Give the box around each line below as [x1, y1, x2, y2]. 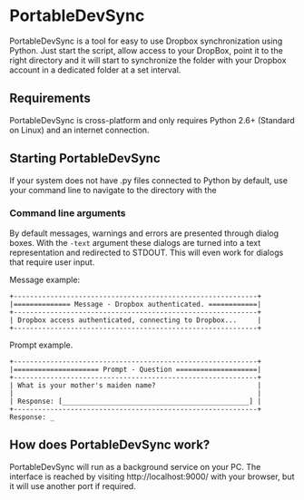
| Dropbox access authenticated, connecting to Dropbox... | [9, 315, 261, 325]
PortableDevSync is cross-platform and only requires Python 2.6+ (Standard [9, 114, 295, 125]
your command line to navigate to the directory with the [9, 184, 217, 195]
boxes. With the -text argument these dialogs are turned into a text [9, 237, 261, 248]
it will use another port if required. [9, 480, 136, 491]
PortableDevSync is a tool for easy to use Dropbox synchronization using [9, 35, 283, 46]
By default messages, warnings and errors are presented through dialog [9, 228, 279, 239]
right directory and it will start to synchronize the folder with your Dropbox [9, 54, 287, 65]
